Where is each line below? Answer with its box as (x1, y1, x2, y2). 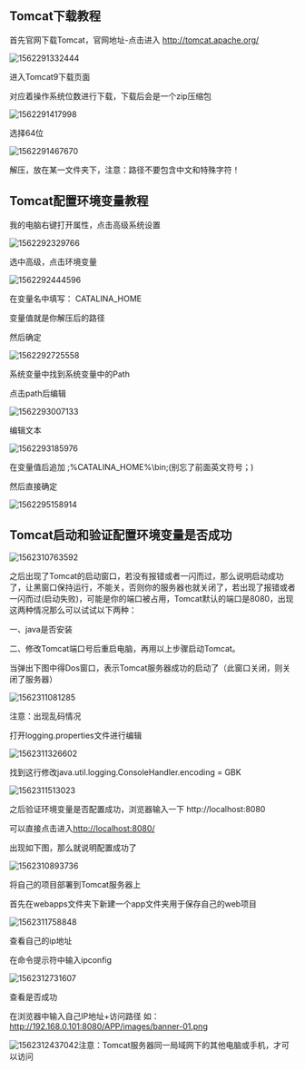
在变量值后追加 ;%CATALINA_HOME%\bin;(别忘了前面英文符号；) (9, 461, 254, 472)
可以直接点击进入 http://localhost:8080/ (9, 823, 156, 834)
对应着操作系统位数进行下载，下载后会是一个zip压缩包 (9, 90, 212, 102)
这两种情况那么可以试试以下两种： (9, 604, 137, 615)
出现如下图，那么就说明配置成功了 (9, 842, 137, 853)
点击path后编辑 (9, 388, 66, 398)
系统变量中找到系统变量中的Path (9, 368, 130, 379)
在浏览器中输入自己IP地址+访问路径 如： (9, 1011, 160, 1022)
